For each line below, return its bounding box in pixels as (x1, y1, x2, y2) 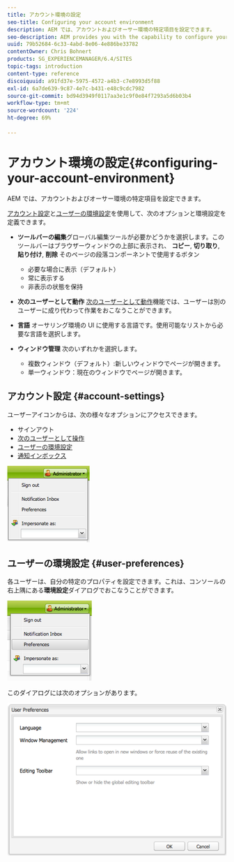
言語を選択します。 (29, 329, 85, 338)
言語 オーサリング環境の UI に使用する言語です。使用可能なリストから (17, 321, 218, 329)
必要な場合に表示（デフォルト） (27, 265, 120, 273)
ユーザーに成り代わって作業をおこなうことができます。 (17, 306, 175, 314)
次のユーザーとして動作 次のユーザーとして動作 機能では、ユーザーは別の (17, 297, 226, 305)
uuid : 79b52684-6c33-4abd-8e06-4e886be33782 (7, 41, 139, 48)
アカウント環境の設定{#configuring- (7, 154, 218, 170)
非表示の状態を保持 (27, 282, 84, 291)
